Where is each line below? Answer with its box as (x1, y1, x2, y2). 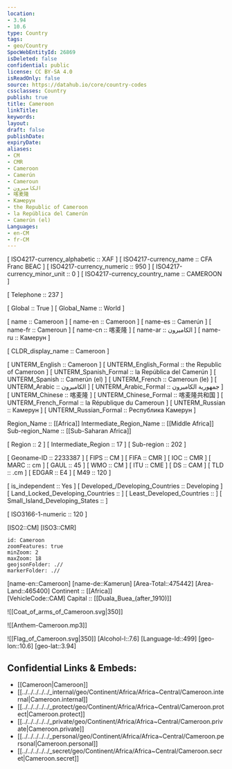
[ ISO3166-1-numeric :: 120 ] (7, 510, 88, 518)
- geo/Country (7, 42, 48, 49)
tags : (7, 36, 23, 43)
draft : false (7, 126, 45, 133)
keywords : (7, 113, 36, 120)
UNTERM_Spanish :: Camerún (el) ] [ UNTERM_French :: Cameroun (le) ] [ (7, 375, 217, 384)
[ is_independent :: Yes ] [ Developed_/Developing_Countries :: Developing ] (7, 482, 223, 490)
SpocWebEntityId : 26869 (7, 49, 76, 56)
